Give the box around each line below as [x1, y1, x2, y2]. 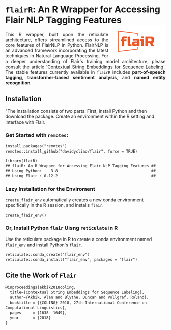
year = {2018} [10, 315, 51, 321]
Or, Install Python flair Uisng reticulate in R [5, 225, 118, 232]
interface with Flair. [5, 118, 46, 125]
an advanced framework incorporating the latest [5, 47, 108, 53]
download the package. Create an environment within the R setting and [5, 113, 154, 119]
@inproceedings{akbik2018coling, [5, 285, 76, 290]
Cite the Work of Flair [5, 271, 77, 280]
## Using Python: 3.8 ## [5, 169, 156, 174]
